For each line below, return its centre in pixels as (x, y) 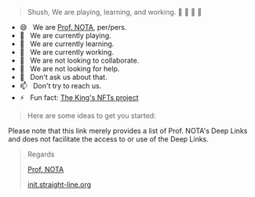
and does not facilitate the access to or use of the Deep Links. (109, 139)
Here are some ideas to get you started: (91, 116)
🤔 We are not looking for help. (69, 69)
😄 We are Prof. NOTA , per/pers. (73, 27)
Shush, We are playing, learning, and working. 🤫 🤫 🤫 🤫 (115, 12)
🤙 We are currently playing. (65, 36)
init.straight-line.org (59, 184)
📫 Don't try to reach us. (60, 86)
